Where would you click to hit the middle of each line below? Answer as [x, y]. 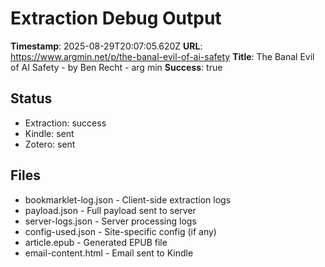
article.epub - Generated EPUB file [96, 242]
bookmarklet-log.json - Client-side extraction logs [128, 199]
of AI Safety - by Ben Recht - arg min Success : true [116, 67]
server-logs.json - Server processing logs [110, 221]
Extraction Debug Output [116, 18]
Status [31, 98]
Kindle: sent [49, 133]
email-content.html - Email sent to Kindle [109, 253]
